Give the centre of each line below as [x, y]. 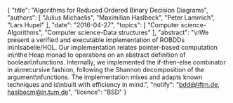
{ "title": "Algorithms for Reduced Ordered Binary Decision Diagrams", [108, 10]
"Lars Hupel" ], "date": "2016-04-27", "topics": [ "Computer [93, 25]
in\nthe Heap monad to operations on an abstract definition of [96, 55]
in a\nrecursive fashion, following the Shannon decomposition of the [106, 70]
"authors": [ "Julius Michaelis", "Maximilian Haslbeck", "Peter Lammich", [111, 18]
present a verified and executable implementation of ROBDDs [96, 40]
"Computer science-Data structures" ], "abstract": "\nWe [127, 32]
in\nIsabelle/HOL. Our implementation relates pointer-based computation [112, 47]
